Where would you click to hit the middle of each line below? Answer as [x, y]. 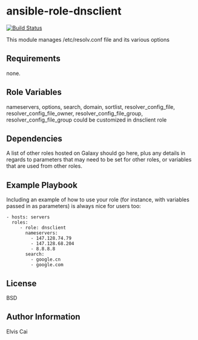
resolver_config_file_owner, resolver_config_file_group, [75, 113]
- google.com [47, 265]
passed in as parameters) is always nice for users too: [74, 206]
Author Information [43, 317]
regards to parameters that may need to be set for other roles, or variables [99, 160]
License [21, 283]
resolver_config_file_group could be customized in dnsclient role [87, 120]
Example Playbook [42, 185]
